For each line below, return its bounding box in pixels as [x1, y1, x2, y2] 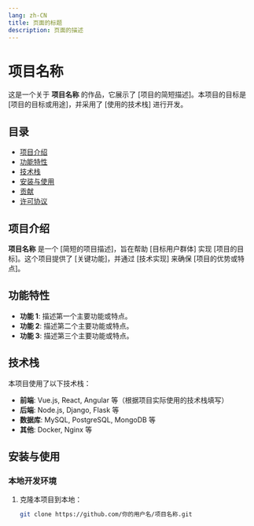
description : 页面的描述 [8, 26, 84, 34]
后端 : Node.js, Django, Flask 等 [19, 405, 120, 414]
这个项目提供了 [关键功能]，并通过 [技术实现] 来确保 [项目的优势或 [24, 253, 238, 263]
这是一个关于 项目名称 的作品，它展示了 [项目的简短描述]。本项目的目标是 [8, 90, 247, 99]
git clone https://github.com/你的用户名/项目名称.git [19, 510, 193, 519]
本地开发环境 [8, 475, 57, 486]
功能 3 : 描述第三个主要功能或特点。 [19, 331, 134, 340]
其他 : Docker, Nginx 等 [19, 425, 93, 434]
